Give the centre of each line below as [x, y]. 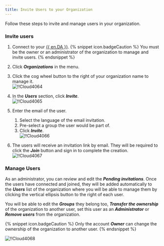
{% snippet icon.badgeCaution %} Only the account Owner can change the [81, 224]
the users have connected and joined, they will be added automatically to [79, 184]
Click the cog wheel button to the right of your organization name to [80, 76]
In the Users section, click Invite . [45, 96]
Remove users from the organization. [43, 214]
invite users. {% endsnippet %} [43, 57]
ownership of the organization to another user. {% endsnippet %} [71, 229]
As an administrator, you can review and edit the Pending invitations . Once [81, 179]
